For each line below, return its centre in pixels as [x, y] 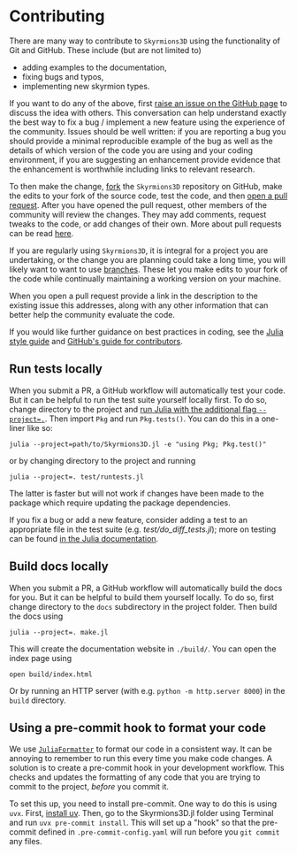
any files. [26, 842]
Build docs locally [59, 567]
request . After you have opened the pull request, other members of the [138, 204]
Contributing [57, 16]
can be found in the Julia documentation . [84, 538]
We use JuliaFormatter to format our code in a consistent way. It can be [141, 749]
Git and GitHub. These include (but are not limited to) [105, 50]
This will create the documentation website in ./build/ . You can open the [143, 649]
